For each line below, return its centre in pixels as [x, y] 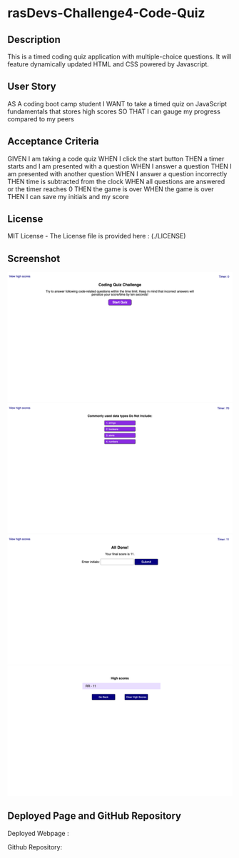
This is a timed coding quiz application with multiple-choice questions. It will [119, 56]
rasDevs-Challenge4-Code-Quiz [106, 13]
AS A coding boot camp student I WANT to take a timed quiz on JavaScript [117, 104]
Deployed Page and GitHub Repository [95, 816]
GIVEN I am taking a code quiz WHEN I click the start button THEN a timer [116, 158]
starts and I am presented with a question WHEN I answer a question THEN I [119, 166]
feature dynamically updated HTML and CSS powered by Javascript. [108, 64]
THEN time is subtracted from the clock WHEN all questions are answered [116, 181]
